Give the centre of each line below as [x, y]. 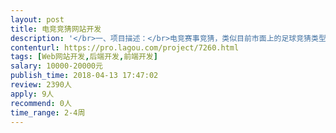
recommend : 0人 [41, 103]
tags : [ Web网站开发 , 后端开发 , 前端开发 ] [84, 57]
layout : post [37, 19]
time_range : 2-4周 [48, 112]
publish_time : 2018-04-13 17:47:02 [84, 76]
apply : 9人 [32, 94]
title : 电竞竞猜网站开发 [56, 29]
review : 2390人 [41, 85]
